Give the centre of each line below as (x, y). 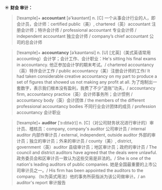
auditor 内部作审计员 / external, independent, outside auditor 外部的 (84, 135)
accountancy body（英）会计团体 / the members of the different (81, 100)
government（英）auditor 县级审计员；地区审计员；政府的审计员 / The (87, 147)
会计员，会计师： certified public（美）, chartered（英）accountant (83, 24)
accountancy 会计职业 (39, 112)
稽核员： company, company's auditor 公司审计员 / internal (88, 129)
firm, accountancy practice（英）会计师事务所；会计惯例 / (74, 94)
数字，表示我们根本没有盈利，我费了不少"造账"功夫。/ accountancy (88, 88)
